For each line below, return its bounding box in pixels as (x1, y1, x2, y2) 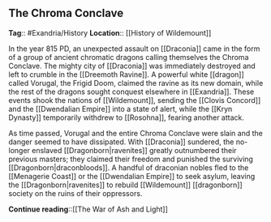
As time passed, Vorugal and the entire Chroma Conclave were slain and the (8, 128, 264, 138)
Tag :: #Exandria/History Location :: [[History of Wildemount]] (8, 28, 212, 37)
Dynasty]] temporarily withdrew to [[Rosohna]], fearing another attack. (8, 113, 245, 122)
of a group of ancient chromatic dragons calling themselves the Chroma (8, 52, 249, 62)
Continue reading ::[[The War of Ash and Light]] (8, 204, 169, 214)
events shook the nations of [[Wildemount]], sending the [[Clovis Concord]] (8, 95, 261, 105)
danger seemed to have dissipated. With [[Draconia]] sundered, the (8, 137, 234, 147)
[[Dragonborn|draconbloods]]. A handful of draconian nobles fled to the (8, 162, 249, 173)
